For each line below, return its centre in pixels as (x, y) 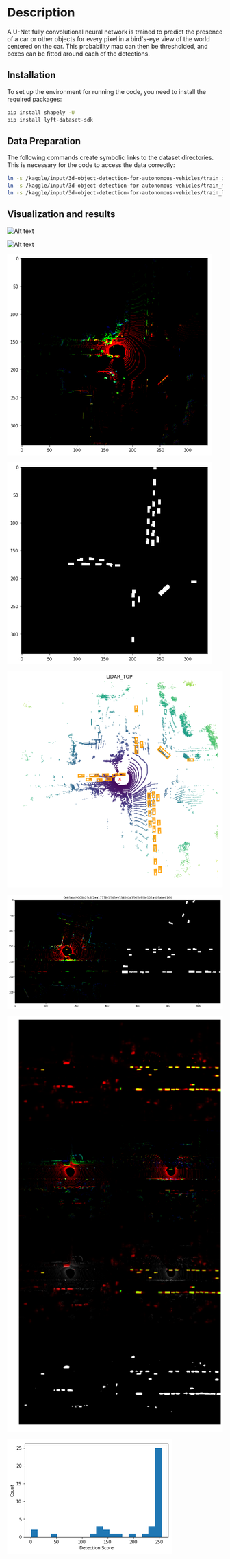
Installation (31, 75)
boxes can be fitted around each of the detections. (79, 54)
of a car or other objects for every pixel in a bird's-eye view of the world (108, 38)
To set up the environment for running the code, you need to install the (107, 91)
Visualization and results (61, 214)
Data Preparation (44, 141)
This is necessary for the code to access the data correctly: (91, 165)
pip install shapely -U (41, 112)
